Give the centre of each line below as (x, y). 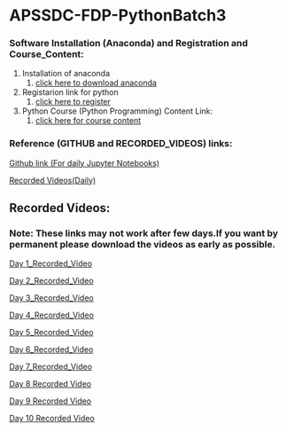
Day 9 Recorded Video (50, 401)
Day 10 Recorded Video (52, 419)
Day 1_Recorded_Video (51, 263)
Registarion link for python (70, 92)
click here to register (73, 102)
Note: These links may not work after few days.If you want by (144, 233)
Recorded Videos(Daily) (53, 180)
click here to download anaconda (96, 83)
